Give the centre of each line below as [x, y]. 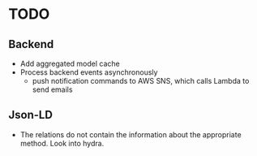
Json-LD [30, 115]
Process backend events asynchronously [89, 72]
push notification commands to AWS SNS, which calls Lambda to [141, 81]
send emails [52, 89]
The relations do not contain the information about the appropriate [131, 134]
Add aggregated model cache [70, 63]
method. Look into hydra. [62, 143]
